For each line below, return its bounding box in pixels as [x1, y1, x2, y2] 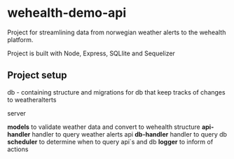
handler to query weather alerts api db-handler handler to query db [32, 130, 228, 138]
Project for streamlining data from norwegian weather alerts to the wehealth [7, 28, 226, 36]
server [7, 109, 27, 117]
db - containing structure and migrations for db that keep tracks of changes [7, 88, 226, 96]
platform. [7, 35, 34, 43]
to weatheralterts [7, 95, 57, 104]
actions [7, 145, 29, 153]
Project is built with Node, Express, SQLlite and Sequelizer [7, 49, 175, 57]
